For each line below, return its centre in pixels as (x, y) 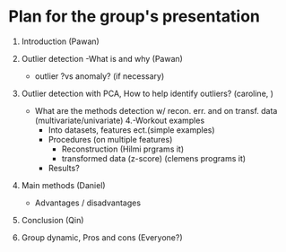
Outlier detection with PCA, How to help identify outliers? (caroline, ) (147, 93)
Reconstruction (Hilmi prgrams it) (123, 149)
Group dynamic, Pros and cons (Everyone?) (102, 237)
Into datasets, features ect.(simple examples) (132, 130)
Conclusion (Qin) (52, 220)
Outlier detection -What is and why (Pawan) (102, 58)
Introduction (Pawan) (60, 41)
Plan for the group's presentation (134, 17)
